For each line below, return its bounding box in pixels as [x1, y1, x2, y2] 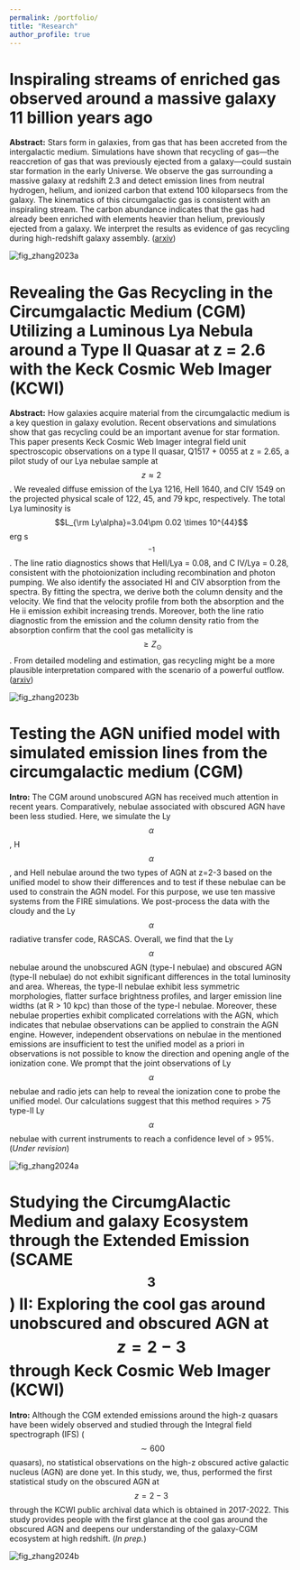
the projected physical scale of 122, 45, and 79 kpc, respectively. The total [9, 494, 286, 504]
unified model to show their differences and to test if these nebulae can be [9, 876, 286, 887]
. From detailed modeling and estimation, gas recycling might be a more [9, 655, 276, 666]
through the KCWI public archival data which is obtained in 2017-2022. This [9, 1504, 290, 1515]
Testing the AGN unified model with [9, 724, 281, 744]
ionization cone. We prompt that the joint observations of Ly [9, 1057, 232, 1068]
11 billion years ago [9, 107, 153, 127]
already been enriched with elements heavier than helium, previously [9, 214, 266, 225]
